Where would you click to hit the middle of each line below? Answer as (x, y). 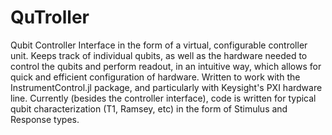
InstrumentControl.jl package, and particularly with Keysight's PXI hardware (166, 87)
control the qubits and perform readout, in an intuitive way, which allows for (166, 66)
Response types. (45, 119)
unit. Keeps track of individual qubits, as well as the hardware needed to (159, 55)
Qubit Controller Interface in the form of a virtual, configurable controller (159, 45)
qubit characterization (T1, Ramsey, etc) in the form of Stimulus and (149, 108)
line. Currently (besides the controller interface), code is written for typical (163, 98)
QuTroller (50, 17)
